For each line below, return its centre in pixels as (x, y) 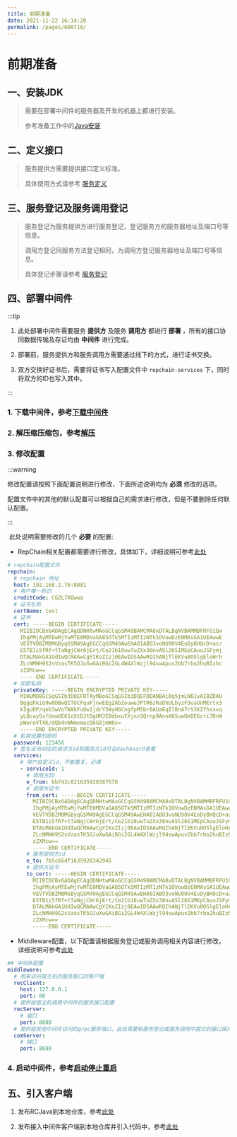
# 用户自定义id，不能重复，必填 (60, 762)
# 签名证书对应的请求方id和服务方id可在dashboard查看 (85, 749)
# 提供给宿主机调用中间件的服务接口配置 (64, 1003)
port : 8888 (36, 1022)
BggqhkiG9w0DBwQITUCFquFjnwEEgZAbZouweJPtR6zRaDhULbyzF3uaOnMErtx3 (121, 703)
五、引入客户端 (40, 1093)
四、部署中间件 (40, 299)
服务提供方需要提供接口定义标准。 (74, 169)
